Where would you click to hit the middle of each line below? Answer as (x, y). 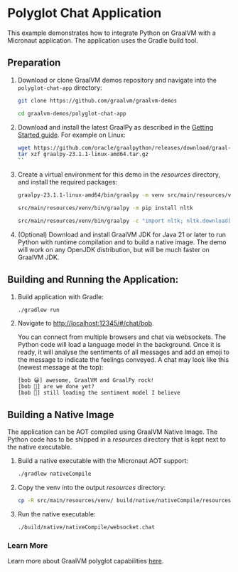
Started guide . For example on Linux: (71, 135)
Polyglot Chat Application (85, 13)
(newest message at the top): (60, 368)
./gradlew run (38, 310)
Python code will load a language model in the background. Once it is (119, 345)
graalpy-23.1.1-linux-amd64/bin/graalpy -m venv (91, 195)
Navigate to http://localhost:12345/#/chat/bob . (86, 323)
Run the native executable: (56, 514)
